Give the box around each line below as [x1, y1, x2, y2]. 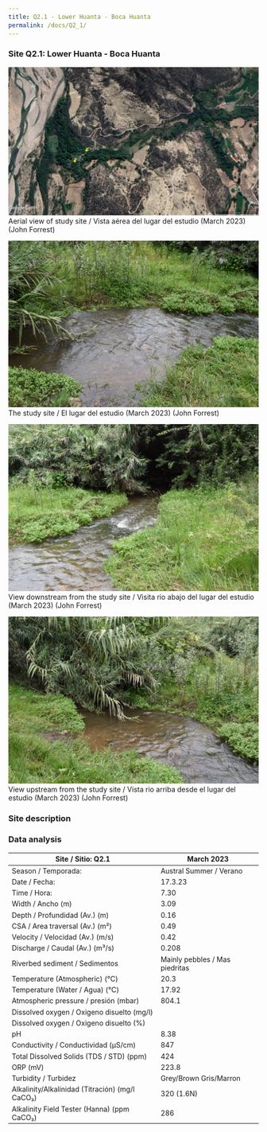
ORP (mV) [11, 1062, 44, 1072]
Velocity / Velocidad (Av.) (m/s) [11, 932, 114, 942]
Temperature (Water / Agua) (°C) [11, 985, 119, 994]
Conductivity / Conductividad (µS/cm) [11, 1041, 137, 1050]
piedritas [160, 963, 190, 972]
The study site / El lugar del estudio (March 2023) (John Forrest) [8, 408, 220, 418]
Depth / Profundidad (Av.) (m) [11, 910, 110, 920]
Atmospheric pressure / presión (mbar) [11, 996, 140, 1006]
